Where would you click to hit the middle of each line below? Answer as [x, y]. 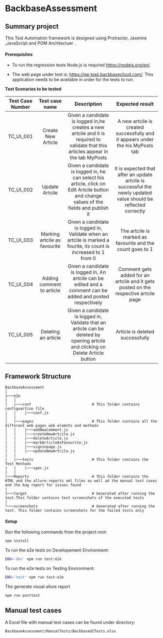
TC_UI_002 [20, 190]
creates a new [88, 128]
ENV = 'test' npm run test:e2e [34, 577]
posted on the [135, 288]
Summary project [32, 26]
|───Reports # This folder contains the [77, 477]
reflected [135, 205]
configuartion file [25, 409]
